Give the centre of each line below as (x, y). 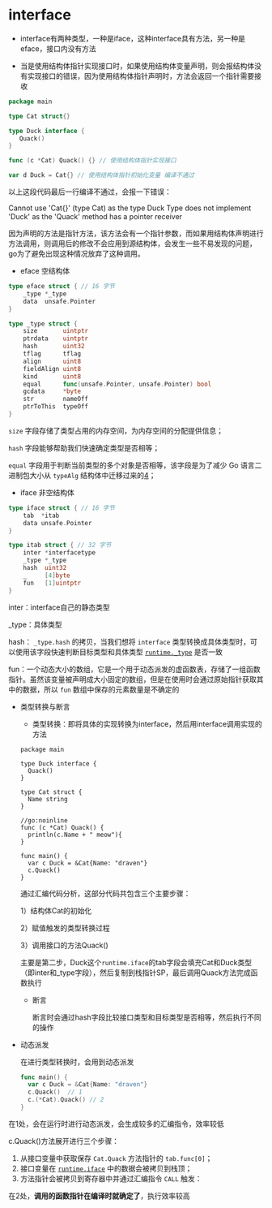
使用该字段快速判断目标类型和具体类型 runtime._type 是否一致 (119, 652)
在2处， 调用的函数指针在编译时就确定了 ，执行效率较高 (99, 1196)
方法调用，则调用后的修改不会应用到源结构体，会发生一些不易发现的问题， (132, 244)
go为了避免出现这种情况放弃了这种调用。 (76, 254)
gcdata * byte (52, 391)
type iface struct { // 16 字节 (62, 508)
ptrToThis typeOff (56, 407)
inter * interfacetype (59, 553)
